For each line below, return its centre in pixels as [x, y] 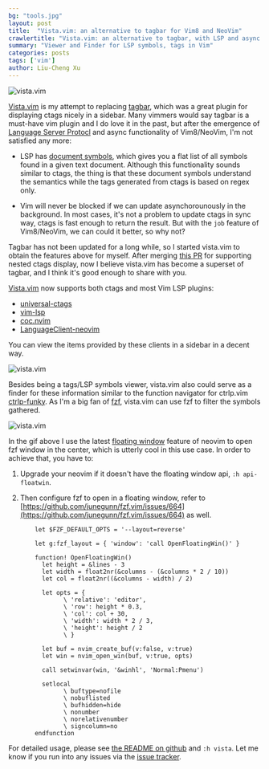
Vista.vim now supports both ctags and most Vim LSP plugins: [111, 288]
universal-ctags [46, 303]
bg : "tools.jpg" [35, 16]
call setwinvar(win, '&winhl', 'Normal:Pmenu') [122, 670]
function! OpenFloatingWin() [84, 557]
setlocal [56, 684]
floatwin [35, 482]
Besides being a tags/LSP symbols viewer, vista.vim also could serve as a [130, 384]
